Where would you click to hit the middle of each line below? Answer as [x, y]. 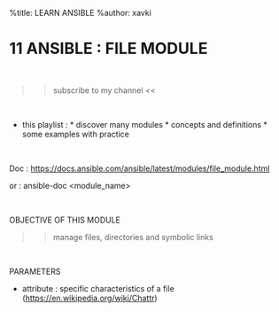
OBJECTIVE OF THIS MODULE [65, 220]
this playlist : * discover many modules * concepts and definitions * [145, 124]
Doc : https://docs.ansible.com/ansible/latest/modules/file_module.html [139, 168]
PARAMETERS [35, 271]
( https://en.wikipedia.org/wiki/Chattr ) [89, 298]
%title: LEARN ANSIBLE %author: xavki [81, 13]
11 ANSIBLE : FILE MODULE [108, 49]
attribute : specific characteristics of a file [98, 288]
